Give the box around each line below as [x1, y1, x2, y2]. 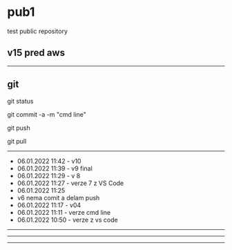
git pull [7, 137, 27, 145]
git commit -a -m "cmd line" [7, 110, 86, 118]
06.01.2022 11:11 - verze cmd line [17, 208, 111, 216]
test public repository [7, 27, 68, 35]
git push [7, 124, 31, 132]
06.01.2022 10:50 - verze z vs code [17, 215, 119, 224]
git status [7, 97, 34, 105]
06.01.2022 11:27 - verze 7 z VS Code [17, 179, 124, 187]
